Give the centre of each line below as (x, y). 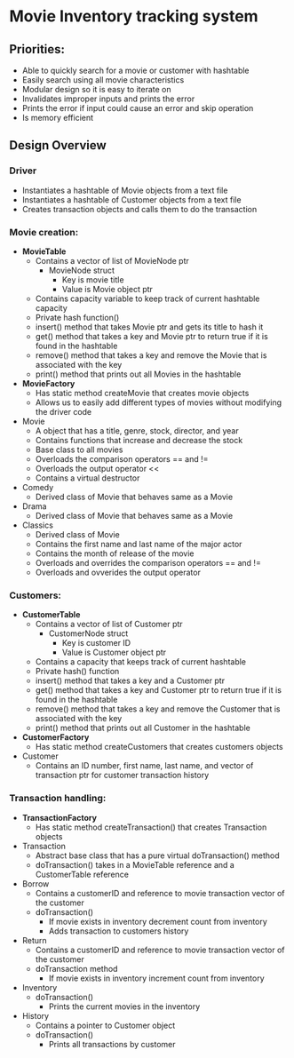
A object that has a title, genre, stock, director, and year (137, 430)
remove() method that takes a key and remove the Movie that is (151, 355)
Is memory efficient (58, 118)
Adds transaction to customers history (119, 931)
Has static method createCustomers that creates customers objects (159, 747)
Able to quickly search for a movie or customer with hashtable (136, 70)
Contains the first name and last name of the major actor (139, 544)
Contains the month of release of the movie (115, 553)
